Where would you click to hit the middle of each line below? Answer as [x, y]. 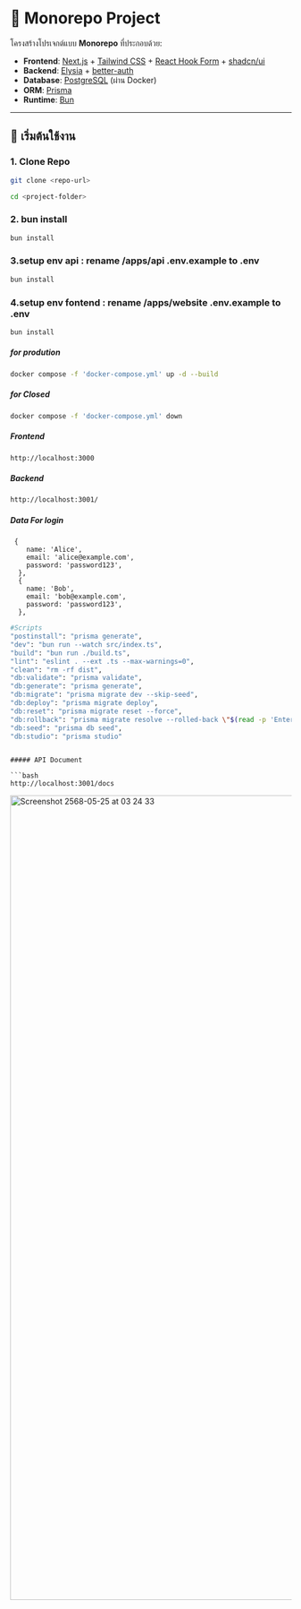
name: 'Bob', [50, 589]
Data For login [37, 520]
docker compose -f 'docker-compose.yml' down [96, 416]
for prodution [35, 352]
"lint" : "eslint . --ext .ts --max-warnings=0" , [102, 661]
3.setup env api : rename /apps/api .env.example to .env [135, 261]
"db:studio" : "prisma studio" [67, 736]
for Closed [30, 394]
